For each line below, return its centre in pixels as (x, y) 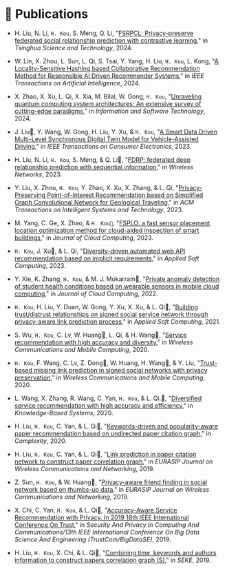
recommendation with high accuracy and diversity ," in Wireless (104, 342)
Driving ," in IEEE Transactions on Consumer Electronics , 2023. (103, 146)
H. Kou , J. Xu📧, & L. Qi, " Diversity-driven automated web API (100, 251)
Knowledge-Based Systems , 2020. (64, 413)
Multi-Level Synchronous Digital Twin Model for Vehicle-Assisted (106, 139)
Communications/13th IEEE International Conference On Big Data (107, 532)
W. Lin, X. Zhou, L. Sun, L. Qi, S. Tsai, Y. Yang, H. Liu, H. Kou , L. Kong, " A (117, 61)
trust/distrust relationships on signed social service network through (111, 314)
